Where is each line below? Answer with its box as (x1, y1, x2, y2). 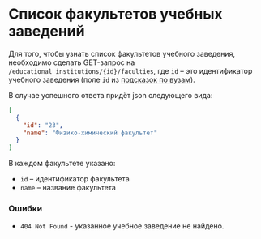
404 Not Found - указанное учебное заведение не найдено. (19, 221, 225, 231)
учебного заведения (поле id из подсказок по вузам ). (8, 75, 196, 84)
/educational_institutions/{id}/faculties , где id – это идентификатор (8, 66, 253, 75)
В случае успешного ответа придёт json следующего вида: (8, 90, 213, 100)
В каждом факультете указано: (8, 159, 116, 169)
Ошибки (8, 203, 43, 215)
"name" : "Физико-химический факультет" (23, 129, 158, 137)
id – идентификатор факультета (19, 174, 130, 184)
